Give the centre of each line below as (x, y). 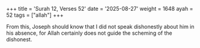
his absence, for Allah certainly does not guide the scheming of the (89, 33)
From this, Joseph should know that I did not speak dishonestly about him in (100, 27)
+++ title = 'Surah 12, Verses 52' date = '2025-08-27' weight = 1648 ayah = (100, 9)
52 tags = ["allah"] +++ (35, 15)
